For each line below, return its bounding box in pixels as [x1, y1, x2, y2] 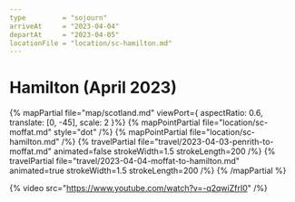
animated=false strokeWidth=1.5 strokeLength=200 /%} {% [54, 146, 276, 157]
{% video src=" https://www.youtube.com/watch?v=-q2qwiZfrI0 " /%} [9, 183, 268, 194]
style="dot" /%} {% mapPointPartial [54, 127, 188, 138]
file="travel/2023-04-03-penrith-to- [137, 137, 274, 148]
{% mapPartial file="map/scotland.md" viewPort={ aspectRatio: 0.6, [9, 108, 263, 119]
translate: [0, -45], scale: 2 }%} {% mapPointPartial [9, 117, 201, 128]
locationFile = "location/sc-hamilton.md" [9, 38, 172, 48]
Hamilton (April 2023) [9, 78, 177, 98]
